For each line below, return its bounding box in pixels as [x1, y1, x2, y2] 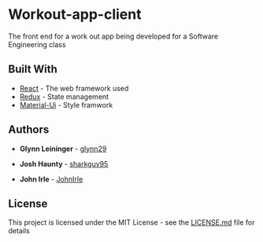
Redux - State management [19, 92, 109, 101]
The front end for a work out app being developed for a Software [8, 31, 219, 41]
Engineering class [8, 39, 66, 49]
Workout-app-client [8, 5, 142, 24]
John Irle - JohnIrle [19, 174, 83, 184]
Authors [8, 123, 50, 137]
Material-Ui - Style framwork [19, 100, 113, 109]
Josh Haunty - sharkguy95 [19, 159, 109, 168]
